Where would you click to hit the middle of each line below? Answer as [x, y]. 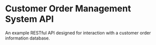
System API [29, 19]
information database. [28, 38]
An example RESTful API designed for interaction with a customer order [78, 33]
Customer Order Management [68, 9]
